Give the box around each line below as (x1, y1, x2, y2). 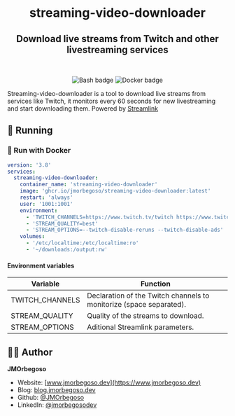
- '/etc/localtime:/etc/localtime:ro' (25, 240, 139, 247)
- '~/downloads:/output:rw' (25, 247, 108, 254)
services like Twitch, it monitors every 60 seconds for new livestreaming (7, 97, 216, 105)
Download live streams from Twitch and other (16, 33, 219, 45)
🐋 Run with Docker (7, 146, 71, 155)
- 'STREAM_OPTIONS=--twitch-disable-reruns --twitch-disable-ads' (25, 226, 224, 234)
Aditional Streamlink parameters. (87, 322, 194, 332)
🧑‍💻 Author (7, 346, 53, 358)
